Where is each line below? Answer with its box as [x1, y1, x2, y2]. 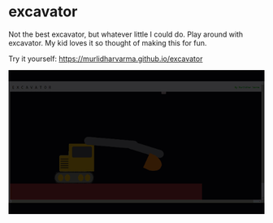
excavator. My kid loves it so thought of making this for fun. [8, 37, 207, 47]
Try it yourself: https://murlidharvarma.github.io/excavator [8, 54, 203, 63]
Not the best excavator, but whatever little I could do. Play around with [8, 29, 244, 39]
